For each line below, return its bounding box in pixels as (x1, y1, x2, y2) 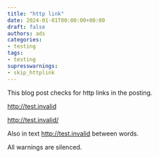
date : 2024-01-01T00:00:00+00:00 (7, 17, 106, 24)
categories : (7, 37, 42, 44)
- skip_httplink (7, 69, 55, 76)
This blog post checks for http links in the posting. (7, 88, 153, 97)
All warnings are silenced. (7, 143, 82, 151)
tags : (7, 50, 23, 57)
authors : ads (7, 29, 46, 37)
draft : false (7, 23, 46, 30)
